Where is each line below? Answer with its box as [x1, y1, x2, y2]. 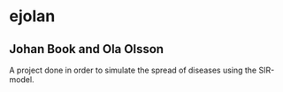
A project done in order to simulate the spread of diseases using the [9, 65, 257, 75]
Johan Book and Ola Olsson [9, 42, 164, 57]
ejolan [9, 6, 56, 27]
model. [9, 74, 34, 85]
